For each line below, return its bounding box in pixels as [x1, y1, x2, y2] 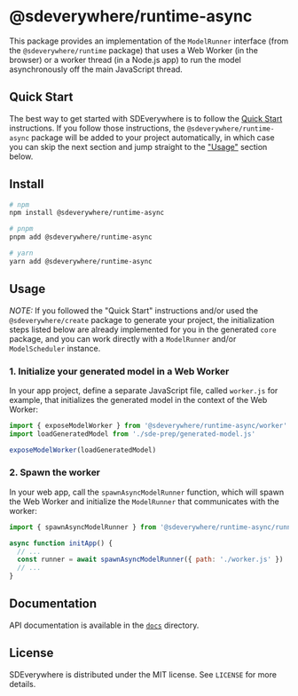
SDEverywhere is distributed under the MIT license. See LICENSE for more [9, 668, 278, 680]
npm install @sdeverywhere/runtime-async [9, 209, 165, 217]
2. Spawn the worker [9, 466, 100, 478]
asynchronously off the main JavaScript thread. [9, 64, 184, 75]
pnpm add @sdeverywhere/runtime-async [9, 233, 153, 241]
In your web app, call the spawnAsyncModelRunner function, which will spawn [9, 486, 285, 497]
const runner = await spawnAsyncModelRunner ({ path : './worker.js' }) [17, 555, 284, 565]
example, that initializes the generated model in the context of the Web [9, 394, 268, 405]
